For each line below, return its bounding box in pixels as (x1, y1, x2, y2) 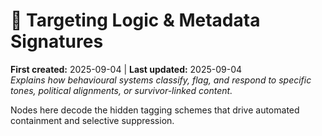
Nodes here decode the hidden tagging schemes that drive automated (10, 104, 300, 116)
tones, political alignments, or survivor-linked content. (10, 84, 233, 96)
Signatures (10, 30, 104, 53)
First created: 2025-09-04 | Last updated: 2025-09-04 (10, 63, 243, 75)
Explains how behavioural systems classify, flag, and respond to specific (10, 74, 312, 86)
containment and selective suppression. (10, 114, 175, 126)
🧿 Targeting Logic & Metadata (10, 9, 261, 32)
